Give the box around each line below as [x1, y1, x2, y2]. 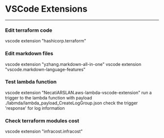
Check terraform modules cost [5, 117, 80, 124]
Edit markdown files [5, 50, 54, 57]
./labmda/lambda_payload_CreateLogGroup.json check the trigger [5, 100, 138, 106]
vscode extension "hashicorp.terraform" [5, 38, 86, 44]
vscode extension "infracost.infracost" [5, 128, 83, 135]
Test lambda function [5, 79, 57, 85]
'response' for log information [5, 105, 65, 111]
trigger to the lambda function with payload [5, 95, 92, 100]
